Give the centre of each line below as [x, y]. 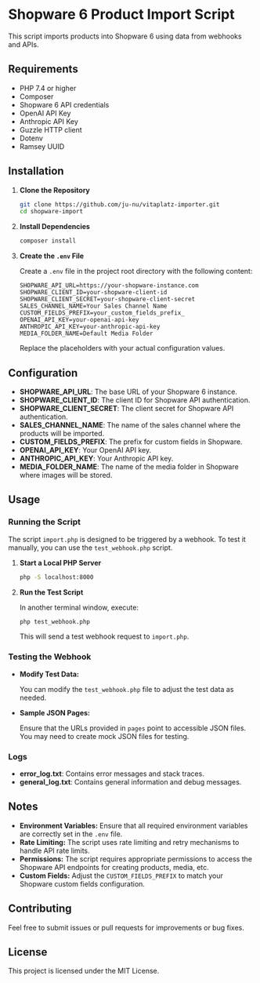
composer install [48, 241]
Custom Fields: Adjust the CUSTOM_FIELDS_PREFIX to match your [121, 876]
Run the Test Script [51, 592]
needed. [33, 697]
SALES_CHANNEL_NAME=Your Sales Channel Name [93, 306]
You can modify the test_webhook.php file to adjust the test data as [126, 689]
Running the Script [44, 522]
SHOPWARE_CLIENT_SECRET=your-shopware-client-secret [107, 300]
